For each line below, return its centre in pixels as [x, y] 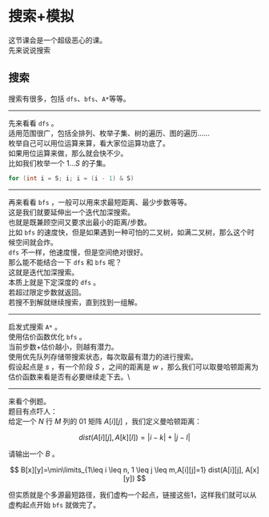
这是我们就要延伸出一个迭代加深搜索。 [71, 212]
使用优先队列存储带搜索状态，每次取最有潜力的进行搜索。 [103, 356]
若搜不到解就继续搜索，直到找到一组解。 [75, 302]
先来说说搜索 [29, 50]
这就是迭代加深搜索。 [43, 272]
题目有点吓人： [33, 411]
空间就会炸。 [36, 242]
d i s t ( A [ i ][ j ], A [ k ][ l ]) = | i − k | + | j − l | [134, 437]
